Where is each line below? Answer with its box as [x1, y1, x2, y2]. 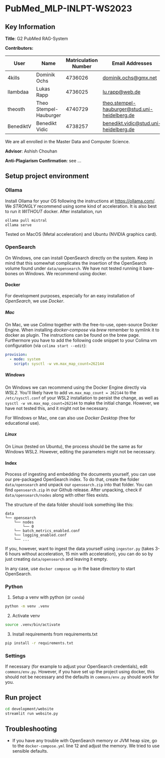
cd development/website [5, 706, 54, 711]
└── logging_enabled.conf [14, 533, 67, 537]
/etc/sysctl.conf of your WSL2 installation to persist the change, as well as [5, 395, 159, 401]
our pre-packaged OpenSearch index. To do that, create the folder [5, 476, 139, 482]
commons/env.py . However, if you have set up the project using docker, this [5, 668, 155, 674]
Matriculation [65, 57, 98, 63]
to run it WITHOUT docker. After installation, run [5, 208, 102, 214]
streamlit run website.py [5, 711, 58, 716]
